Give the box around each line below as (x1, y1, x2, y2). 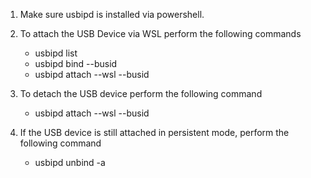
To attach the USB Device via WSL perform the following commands (19, 28, 302, 39)
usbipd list (34, 47, 78, 59)
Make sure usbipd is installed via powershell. (19, 9, 205, 20)
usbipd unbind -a (34, 157, 106, 168)
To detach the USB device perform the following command (19, 88, 263, 99)
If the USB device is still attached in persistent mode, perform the (19, 127, 290, 138)
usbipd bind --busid (34, 58, 118, 69)
